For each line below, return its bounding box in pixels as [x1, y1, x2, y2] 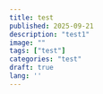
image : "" [9, 38, 47, 47]
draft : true [9, 64, 54, 73]
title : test [9, 13, 54, 22]
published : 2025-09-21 [9, 21, 94, 30]
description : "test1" [9, 30, 90, 38]
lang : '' [9, 72, 42, 81]
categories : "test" [9, 55, 82, 64]
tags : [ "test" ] [9, 47, 66, 56]
